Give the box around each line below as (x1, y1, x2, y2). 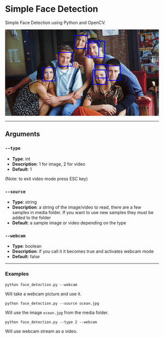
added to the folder (12, 215, 51, 220)
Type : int (12, 156, 31, 162)
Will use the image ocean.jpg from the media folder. (5, 310, 109, 315)
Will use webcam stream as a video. (5, 328, 78, 334)
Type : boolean (12, 243, 42, 249)
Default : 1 (12, 166, 32, 172)
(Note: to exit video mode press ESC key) (5, 175, 88, 182)
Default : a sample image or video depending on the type (12, 219, 126, 226)
